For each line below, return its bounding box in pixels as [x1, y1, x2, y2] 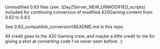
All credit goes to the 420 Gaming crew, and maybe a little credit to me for [5, 33, 155, 39]
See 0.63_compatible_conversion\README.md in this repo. [5, 24, 125, 30]
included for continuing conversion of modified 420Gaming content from [5, 9, 153, 15]
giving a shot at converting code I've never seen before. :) [5, 38, 123, 44]
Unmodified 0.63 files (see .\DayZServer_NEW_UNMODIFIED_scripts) [5, 4, 146, 10]
